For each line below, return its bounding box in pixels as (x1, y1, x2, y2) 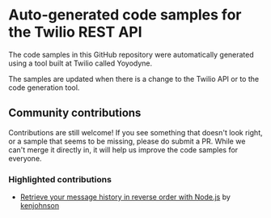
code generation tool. (8, 83, 80, 92)
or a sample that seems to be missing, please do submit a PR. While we (8, 136, 246, 146)
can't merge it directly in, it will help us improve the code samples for (8, 144, 239, 155)
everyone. (8, 153, 42, 163)
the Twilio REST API (8, 23, 143, 41)
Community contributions (8, 106, 142, 120)
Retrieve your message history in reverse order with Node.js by (19, 192, 231, 202)
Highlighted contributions (8, 173, 112, 185)
